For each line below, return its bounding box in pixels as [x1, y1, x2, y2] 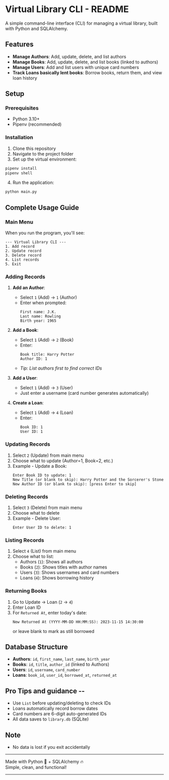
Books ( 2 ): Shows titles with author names [20, 564, 107, 570]
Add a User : [12, 375, 38, 381]
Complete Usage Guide [5, 203, 79, 212]
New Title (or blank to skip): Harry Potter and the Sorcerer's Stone [12, 477, 164, 482]
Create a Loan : [12, 400, 44, 406]
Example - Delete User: [12, 515, 61, 521]
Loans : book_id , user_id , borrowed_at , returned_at [12, 672, 117, 678]
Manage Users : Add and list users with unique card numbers [12, 64, 139, 70]
